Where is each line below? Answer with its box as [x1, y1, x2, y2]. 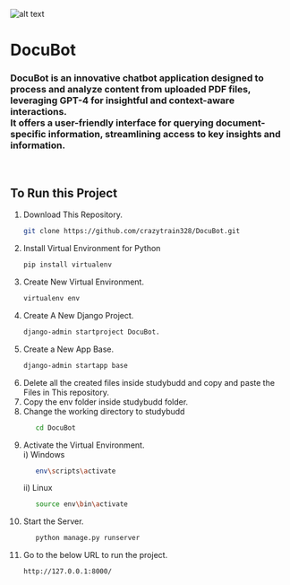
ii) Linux [22, 483, 53, 493]
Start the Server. [22, 516, 84, 527]
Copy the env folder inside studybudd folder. [22, 396, 189, 407]
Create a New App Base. [22, 344, 115, 354]
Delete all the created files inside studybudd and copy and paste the [22, 377, 276, 388]
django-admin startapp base [22, 361, 128, 370]
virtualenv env [22, 294, 81, 303]
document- [215, 117, 266, 129]
